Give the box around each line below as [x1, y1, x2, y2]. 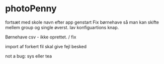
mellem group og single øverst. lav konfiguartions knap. [5, 24, 119, 30]
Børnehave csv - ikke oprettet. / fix [5, 34, 77, 40]
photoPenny [5, 3, 57, 14]
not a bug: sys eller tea [5, 53, 52, 59]
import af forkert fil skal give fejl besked [5, 43, 87, 49]
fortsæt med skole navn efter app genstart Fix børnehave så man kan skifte [5, 19, 159, 25]
